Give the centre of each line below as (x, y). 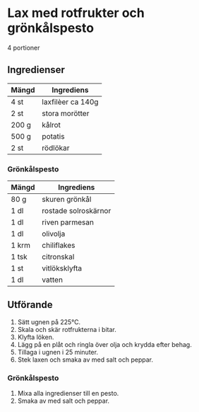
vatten (53, 280)
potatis (53, 136)
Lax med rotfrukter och (76, 13)
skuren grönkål (67, 200)
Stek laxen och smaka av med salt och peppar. (85, 360)
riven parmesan (68, 222)
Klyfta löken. (36, 337)
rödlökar (56, 148)
